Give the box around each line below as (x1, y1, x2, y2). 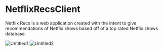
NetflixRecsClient (5, 3, 81, 15)
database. (5, 30, 26, 36)
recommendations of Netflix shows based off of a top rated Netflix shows (5, 25, 158, 31)
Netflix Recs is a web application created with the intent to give (5, 20, 137, 26)
